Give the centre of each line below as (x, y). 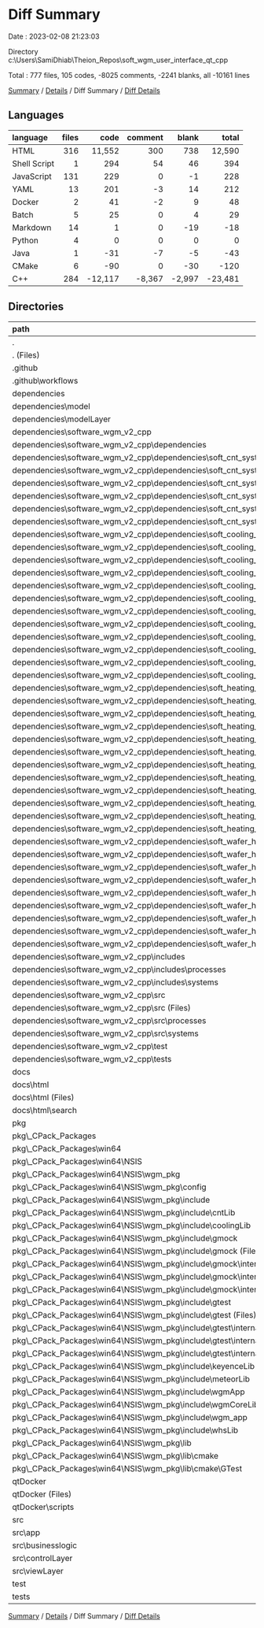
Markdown (32, 228)
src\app (26, 1532)
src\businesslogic (44, 1545)
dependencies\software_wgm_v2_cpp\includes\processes (119, 969)
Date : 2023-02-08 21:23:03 (54, 36)
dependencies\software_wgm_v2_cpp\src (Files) (101, 1007)
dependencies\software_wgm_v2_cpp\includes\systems (115, 982)
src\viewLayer (38, 1571)
